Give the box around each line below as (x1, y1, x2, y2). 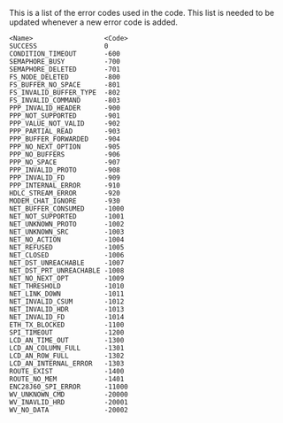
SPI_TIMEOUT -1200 (9, 328, 125, 337)
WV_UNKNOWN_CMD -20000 (9, 390, 128, 399)
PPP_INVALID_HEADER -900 (9, 104, 121, 112)
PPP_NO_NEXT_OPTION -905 (9, 142, 121, 151)
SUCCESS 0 (9, 42, 109, 50)
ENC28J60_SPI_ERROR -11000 (9, 382, 128, 391)
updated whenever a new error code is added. (9, 17, 179, 27)
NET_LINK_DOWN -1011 (9, 289, 125, 298)
